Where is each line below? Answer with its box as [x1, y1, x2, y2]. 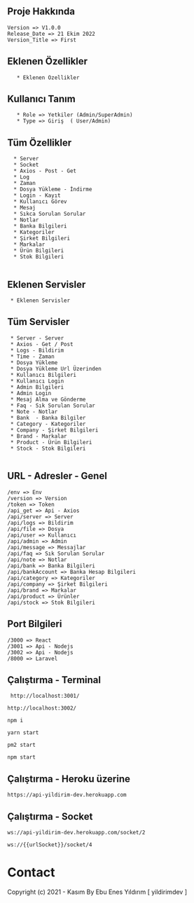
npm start [7, 754, 36, 761]
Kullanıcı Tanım [7, 93, 76, 105]
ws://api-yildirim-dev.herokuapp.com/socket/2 [7, 829, 146, 836]
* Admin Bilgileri [10, 383, 64, 391]
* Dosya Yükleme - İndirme [13, 186, 92, 193]
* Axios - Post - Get [13, 167, 77, 174]
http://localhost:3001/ [10, 693, 80, 700]
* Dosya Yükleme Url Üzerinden [10, 365, 102, 372]
